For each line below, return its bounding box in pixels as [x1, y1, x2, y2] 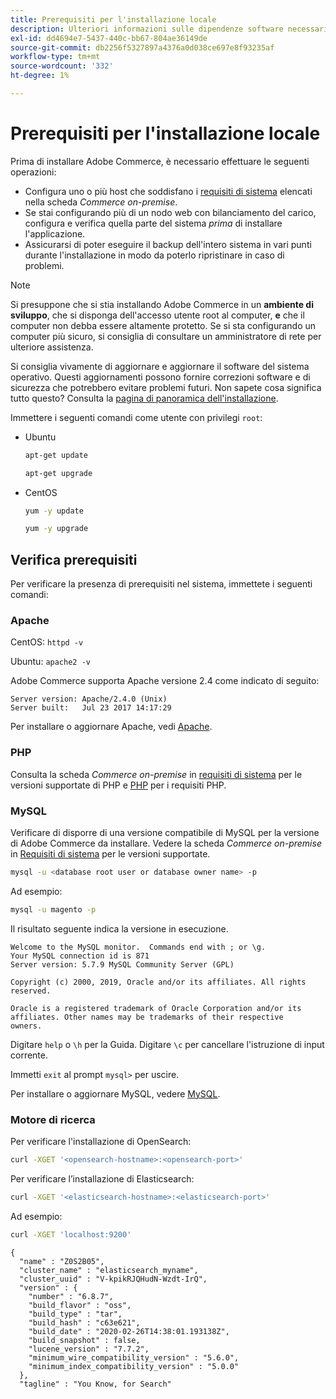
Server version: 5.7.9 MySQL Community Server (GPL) [10, 959, 235, 970]
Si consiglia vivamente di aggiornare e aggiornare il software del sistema [10, 360, 310, 372]
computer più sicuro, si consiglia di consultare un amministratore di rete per [10, 330, 322, 342]
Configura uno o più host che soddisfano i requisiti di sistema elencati [24, 185, 313, 197]
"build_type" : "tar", [28, 1309, 123, 1319]
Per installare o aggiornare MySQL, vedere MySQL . [10, 1087, 221, 1100]
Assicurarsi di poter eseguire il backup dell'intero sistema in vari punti [24, 238, 312, 250]
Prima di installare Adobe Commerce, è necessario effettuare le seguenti [10, 155, 310, 167]
